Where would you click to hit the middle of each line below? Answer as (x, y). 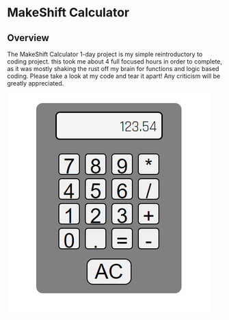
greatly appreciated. (36, 83)
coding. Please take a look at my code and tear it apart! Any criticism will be (114, 76)
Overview (28, 38)
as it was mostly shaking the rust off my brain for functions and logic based (113, 69)
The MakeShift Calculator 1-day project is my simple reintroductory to (105, 54)
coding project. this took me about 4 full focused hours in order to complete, (115, 62)
